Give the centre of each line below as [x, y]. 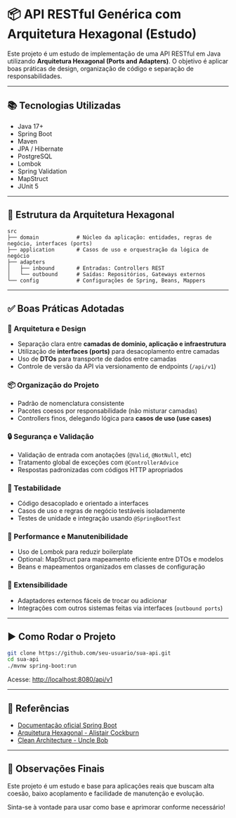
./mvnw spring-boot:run [42, 666]
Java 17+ [30, 126]
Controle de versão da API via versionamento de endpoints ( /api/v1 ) [117, 366]
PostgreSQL [35, 156]
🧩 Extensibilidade [38, 585]
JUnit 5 [28, 186]
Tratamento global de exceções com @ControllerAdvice [98, 462]
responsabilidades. [35, 76]
